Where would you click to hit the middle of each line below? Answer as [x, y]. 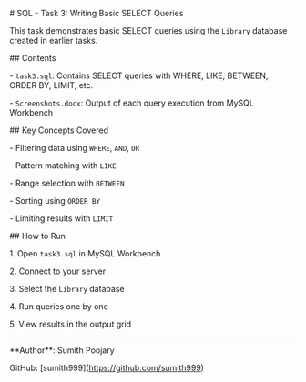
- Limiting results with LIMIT [61, 218]
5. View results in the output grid [71, 324]
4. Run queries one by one [59, 307]
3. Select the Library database [67, 289]
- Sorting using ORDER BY [55, 201]
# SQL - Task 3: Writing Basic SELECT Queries [97, 13]
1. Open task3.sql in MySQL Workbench [85, 253]
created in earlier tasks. [54, 40]
